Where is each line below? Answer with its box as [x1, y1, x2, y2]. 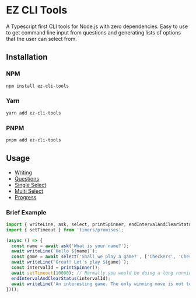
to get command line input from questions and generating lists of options [6, 29, 181, 36]
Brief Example [6, 208, 47, 216]
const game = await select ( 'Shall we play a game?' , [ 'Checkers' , [11, 254, 176, 260]
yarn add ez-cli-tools [6, 110, 61, 116]
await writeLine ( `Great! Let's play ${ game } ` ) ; [11, 259, 129, 265]
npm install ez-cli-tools [6, 83, 69, 89]
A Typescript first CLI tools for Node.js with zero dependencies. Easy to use [6, 23, 188, 30]
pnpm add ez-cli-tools [6, 137, 61, 143]
